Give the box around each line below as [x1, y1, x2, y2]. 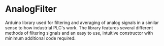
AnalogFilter [5, 3, 57, 15]
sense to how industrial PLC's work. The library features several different [5, 24, 153, 30]
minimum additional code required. [5, 35, 76, 41]
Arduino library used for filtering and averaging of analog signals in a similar [5, 20, 159, 25]
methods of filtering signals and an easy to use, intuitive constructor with [5, 30, 153, 36]
